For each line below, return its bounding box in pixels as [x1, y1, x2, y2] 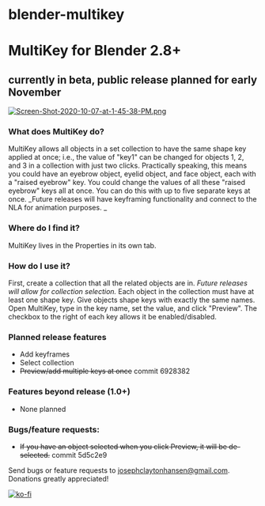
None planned [19, 404, 66, 413]
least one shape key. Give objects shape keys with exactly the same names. [8, 295, 256, 305]
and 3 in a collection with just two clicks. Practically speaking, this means [8, 160, 248, 171]
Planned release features [8, 332, 107, 342]
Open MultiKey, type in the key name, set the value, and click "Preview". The [8, 304, 258, 313]
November [8, 85, 62, 99]
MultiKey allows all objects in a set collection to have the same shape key [8, 144, 247, 153]
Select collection [19, 358, 74, 368]
